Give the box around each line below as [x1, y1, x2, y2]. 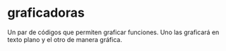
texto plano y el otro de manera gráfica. [7, 35, 122, 43]
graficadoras [7, 5, 85, 21]
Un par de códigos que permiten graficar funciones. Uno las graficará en [7, 28, 220, 36]
